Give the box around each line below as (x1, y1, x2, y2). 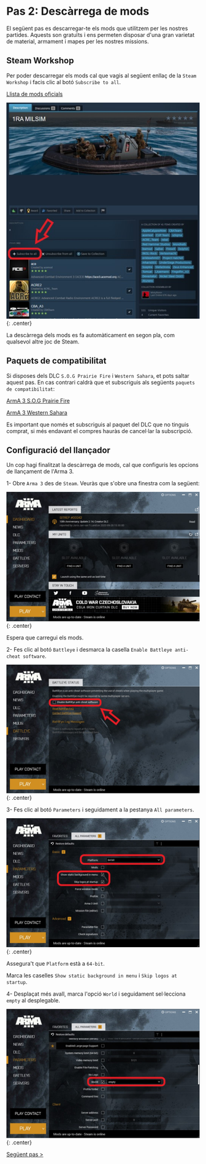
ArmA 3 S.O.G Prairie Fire (6, 397, 71, 404)
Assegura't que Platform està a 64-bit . (6, 959, 105, 967)
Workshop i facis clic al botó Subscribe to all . (6, 78, 121, 85)
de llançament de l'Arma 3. (6, 468, 74, 475)
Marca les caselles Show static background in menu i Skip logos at (6, 972, 178, 979)
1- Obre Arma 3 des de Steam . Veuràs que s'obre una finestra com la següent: (6, 480, 200, 487)
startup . (6, 978, 28, 985)
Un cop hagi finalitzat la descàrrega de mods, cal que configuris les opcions (6, 461, 199, 469)
